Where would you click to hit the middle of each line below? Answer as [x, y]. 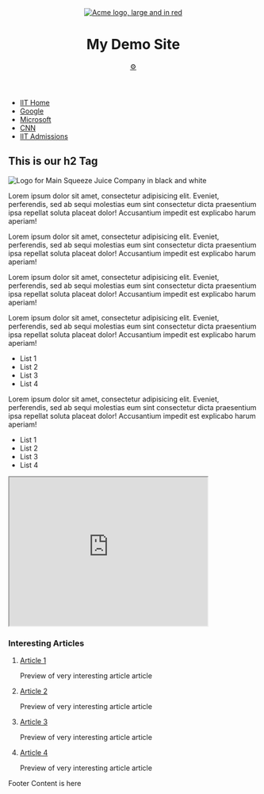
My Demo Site [133, 45]
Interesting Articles [46, 643]
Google [32, 111]
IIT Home [34, 102]
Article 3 [34, 722]
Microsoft [35, 119]
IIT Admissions [44, 136]
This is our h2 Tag [53, 161]
